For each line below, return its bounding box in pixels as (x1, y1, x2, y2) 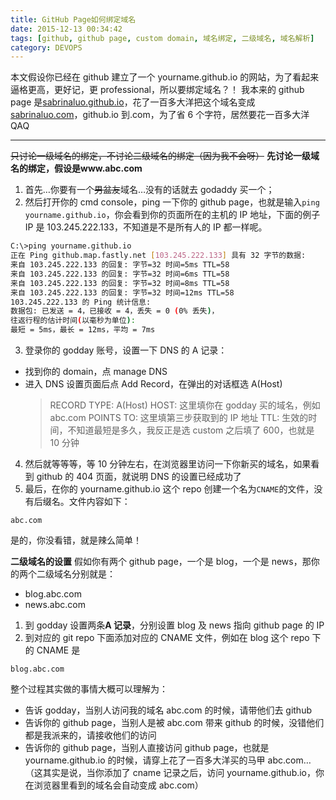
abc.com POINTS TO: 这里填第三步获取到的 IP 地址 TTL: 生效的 (49, 412, 309, 423)
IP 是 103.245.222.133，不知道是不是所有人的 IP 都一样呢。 (24, 221, 268, 233)
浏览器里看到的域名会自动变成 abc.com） (33, 779, 204, 791)
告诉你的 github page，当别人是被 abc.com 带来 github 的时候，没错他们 (24, 717, 325, 728)
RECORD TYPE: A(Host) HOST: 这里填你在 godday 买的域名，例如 (49, 399, 321, 411)
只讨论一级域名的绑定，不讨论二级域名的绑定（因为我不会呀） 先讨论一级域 (10, 150, 320, 162)
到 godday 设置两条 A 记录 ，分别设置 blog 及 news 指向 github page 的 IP (24, 619, 325, 631)
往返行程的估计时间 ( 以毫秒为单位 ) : (10, 316, 136, 326)
